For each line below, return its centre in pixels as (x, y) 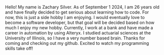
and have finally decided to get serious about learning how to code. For (77, 12)
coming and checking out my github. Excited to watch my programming (77, 43)
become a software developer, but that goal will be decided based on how (80, 22)
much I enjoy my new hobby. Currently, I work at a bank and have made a (79, 28)
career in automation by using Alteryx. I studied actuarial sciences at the (78, 33)
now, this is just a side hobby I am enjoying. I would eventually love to (75, 17)
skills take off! (19, 48)
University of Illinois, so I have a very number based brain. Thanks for (75, 38)
